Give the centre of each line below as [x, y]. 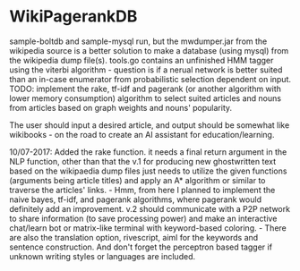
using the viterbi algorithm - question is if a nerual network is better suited [146, 70]
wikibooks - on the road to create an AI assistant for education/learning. [142, 134]
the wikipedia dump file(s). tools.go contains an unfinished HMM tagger [141, 60]
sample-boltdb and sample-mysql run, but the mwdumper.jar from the [138, 41]
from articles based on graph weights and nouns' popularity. [121, 107]
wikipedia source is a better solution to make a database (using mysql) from [149, 50]
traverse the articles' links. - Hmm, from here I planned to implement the [142, 190]
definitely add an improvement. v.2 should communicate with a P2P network [150, 208]
